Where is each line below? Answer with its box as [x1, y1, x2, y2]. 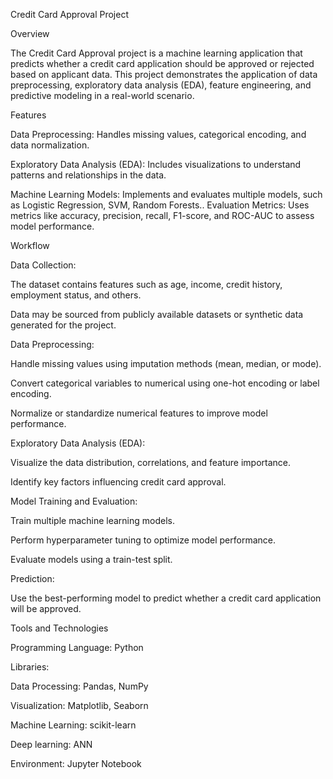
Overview [10, 28, 50, 39]
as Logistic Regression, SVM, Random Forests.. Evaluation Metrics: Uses [10, 199, 310, 211]
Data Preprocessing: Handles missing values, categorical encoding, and [10, 129, 307, 140]
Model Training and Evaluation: [10, 495, 138, 507]
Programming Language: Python [10, 642, 144, 653]
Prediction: [10, 573, 55, 584]
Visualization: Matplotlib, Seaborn [10, 700, 149, 711]
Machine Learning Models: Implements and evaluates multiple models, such [10, 189, 323, 200]
